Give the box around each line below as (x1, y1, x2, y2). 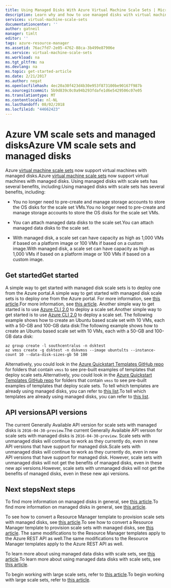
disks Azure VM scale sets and (5, 139, 136, 151)
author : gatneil (5, 26, 40, 32)
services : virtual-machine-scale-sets (5, 17, 88, 22)
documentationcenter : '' (5, 21, 58, 27)
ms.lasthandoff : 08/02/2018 (5, 102, 65, 107)
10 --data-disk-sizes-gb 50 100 (18, 352, 88, 357)
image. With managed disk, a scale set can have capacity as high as (12, 245, 155, 251)
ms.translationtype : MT (5, 93, 56, 98)
